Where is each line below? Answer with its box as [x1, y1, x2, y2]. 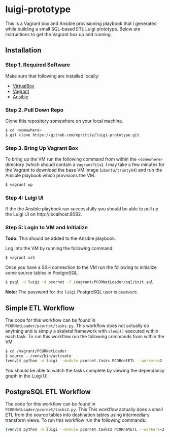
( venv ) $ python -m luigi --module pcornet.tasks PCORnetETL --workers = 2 [5, 358, 162, 363]
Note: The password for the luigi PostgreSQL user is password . [5, 289, 138, 295]
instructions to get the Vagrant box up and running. [5, 31, 112, 37]
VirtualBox [12, 83, 35, 89]
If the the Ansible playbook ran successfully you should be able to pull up [5, 206, 159, 212]
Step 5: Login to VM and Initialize [5, 224, 88, 231]
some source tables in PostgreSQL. [5, 270, 79, 276]
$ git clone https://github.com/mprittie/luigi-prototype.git [5, 132, 140, 138]
